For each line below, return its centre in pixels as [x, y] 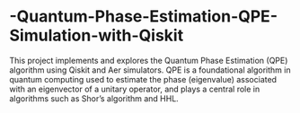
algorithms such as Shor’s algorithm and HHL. [94, 98]
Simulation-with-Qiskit [97, 35]
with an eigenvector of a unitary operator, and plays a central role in [135, 89]
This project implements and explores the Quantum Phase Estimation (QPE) [149, 60]
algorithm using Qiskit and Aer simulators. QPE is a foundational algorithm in [150, 70]
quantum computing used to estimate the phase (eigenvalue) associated [143, 79]
